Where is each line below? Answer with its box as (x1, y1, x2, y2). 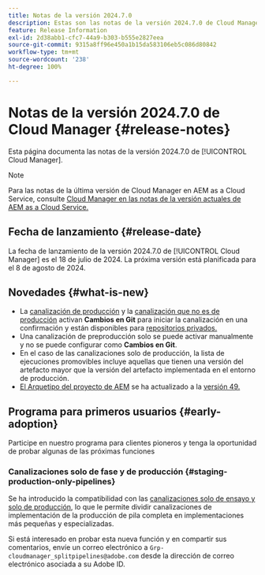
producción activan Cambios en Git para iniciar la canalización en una (19, 315, 248, 324)
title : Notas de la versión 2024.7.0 (8, 11, 132, 20)
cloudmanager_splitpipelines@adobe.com (8, 553, 140, 561)
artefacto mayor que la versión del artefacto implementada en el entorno (19, 365, 256, 375)
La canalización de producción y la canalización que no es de (19, 307, 220, 316)
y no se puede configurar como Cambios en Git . (19, 340, 177, 349)
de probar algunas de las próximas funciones (8, 446, 155, 456)
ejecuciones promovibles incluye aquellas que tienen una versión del (19, 357, 244, 367)
